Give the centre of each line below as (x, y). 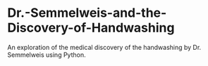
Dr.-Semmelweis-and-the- (87, 13)
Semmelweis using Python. (47, 55)
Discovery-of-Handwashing (91, 28)
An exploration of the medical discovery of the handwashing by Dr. (104, 47)
